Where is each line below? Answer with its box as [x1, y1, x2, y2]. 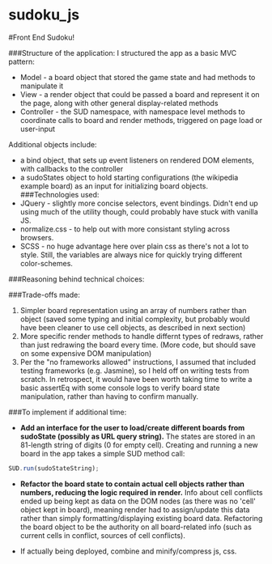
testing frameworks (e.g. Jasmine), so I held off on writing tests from [19, 366, 249, 375]
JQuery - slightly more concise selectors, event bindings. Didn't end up [19, 198, 259, 208]
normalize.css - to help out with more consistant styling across [19, 224, 231, 234]
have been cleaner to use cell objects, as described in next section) [19, 322, 246, 333]
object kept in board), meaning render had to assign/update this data [19, 504, 250, 515]
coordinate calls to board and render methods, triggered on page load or [19, 115, 263, 125]
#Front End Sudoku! [8, 32, 75, 42]
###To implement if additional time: [8, 407, 127, 417]
